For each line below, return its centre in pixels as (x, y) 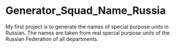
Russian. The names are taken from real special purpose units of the (88, 32)
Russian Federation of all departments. (52, 39)
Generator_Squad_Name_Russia (86, 11)
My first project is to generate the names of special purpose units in (87, 27)
